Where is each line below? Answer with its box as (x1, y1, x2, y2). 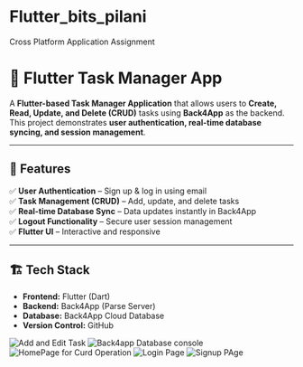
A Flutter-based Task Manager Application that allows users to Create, (9, 98, 278, 108)
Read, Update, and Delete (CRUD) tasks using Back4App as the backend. (9, 107, 286, 118)
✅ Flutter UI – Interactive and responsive (9, 226, 161, 237)
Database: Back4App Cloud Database (22, 310, 165, 321)
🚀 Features (9, 161, 71, 177)
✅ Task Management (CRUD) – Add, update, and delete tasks (9, 195, 240, 206)
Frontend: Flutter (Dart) (22, 291, 111, 302)
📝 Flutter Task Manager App (9, 68, 223, 89)
